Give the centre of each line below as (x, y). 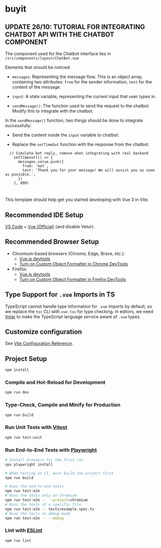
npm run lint (18, 540)
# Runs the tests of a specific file (43, 504)
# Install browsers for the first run (44, 460)
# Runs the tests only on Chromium (41, 496)
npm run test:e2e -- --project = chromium (47, 500)
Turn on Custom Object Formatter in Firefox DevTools (72, 279)
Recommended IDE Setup (44, 215)
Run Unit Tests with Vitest (36, 427)
